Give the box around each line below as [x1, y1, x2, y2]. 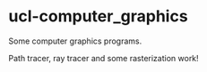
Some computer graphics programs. [8, 36, 142, 46]
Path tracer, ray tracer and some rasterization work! [8, 52, 199, 63]
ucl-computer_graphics [8, 6, 189, 27]
